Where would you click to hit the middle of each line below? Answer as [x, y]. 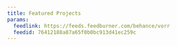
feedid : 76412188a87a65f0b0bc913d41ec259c [75, 32]
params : [18, 20]
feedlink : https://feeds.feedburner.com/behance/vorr [92, 26]
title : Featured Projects [44, 13]
